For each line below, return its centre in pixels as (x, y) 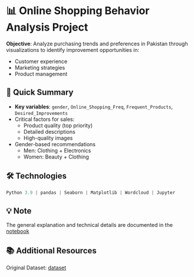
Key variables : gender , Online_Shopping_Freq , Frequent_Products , (93, 107)
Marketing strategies (40, 67)
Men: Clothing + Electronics (57, 150)
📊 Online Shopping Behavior (78, 11)
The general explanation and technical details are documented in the (89, 225)
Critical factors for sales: (45, 119)
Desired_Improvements (41, 113)
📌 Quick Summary (40, 92)
